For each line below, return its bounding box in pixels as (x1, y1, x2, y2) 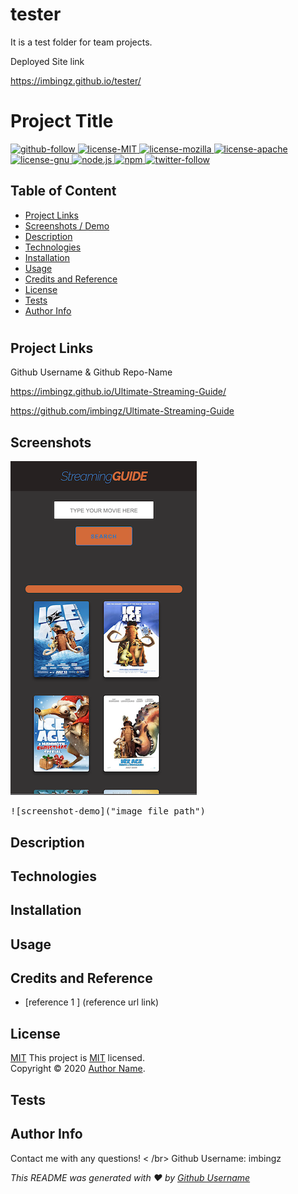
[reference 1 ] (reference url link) (24, 996, 160, 1008)
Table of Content (10, 183, 117, 200)
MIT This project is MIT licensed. (10, 1052, 145, 1064)
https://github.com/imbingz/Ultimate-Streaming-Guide (10, 405, 235, 417)
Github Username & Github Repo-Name (10, 366, 173, 378)
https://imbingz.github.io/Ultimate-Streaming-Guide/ (10, 386, 227, 398)
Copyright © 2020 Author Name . (10, 1063, 146, 1075)
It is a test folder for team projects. (10, 36, 153, 48)
